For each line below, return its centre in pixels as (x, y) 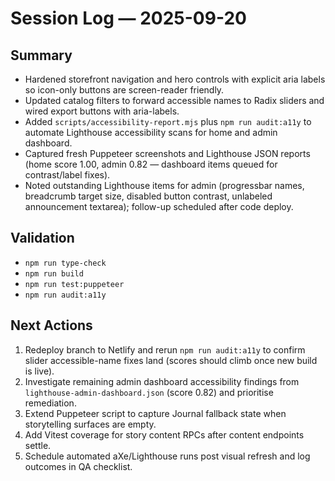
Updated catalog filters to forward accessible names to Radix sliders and (174, 100)
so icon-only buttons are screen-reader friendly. (124, 90)
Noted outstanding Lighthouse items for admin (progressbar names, (164, 185)
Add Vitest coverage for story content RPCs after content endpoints (164, 434)
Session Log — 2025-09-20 (128, 18)
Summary (41, 55)
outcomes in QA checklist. (78, 466)
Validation (42, 238)
